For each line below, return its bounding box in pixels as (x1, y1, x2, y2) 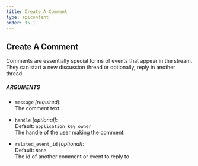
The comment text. (14, 105, 61, 112)
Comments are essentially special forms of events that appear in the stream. (6, 58, 193, 65)
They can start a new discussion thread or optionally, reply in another (6, 63, 176, 71)
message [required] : (14, 98, 61, 106)
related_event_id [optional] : (14, 141, 85, 148)
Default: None (14, 146, 46, 154)
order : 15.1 (6, 20, 36, 25)
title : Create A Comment (6, 8, 68, 15)
